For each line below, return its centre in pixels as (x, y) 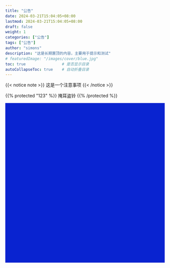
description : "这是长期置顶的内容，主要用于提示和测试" (58, 53)
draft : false (19, 27)
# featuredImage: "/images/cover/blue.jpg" (52, 59)
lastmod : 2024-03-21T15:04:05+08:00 (44, 21)
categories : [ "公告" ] (27, 37)
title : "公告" (19, 11)
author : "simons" (24, 48)
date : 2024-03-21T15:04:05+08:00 (40, 16)
